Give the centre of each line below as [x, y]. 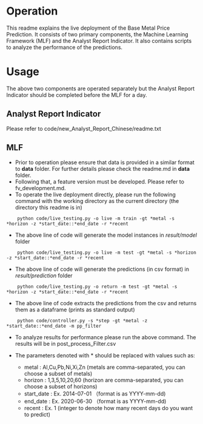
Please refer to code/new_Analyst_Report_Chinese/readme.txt [84, 128]
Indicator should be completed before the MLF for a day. [77, 94]
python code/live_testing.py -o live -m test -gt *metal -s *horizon [107, 253]
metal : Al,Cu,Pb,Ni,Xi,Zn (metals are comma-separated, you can [105, 367]
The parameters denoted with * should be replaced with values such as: [105, 355]
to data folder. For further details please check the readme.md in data [102, 168]
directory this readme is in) [49, 207]
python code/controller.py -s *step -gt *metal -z [82, 320]
